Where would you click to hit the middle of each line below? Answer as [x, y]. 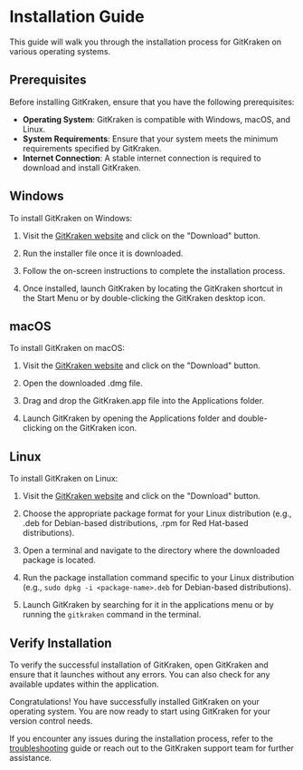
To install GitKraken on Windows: [71, 218]
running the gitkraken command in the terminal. [112, 615]
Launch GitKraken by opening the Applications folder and [129, 418]
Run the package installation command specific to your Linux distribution [158, 578]
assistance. [31, 758]
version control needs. [51, 721]
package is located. [59, 560]
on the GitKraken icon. [95, 428]
